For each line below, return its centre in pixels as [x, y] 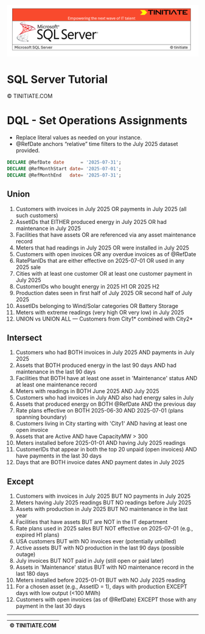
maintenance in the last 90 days [56, 372]
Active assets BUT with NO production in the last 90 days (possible [100, 548]
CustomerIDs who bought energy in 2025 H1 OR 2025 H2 [88, 286]
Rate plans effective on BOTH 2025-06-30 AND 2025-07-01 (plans [100, 411]
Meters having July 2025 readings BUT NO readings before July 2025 [103, 503]
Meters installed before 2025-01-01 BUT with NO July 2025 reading [101, 580]
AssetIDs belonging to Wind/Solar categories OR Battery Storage [97, 305]
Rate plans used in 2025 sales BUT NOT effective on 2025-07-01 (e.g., [104, 529]
